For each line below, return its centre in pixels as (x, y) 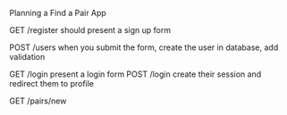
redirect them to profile (52, 83)
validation (27, 57)
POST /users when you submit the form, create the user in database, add (144, 47)
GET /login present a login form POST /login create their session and (135, 74)
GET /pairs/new (38, 101)
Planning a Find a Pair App (58, 13)
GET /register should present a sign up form (90, 30)
